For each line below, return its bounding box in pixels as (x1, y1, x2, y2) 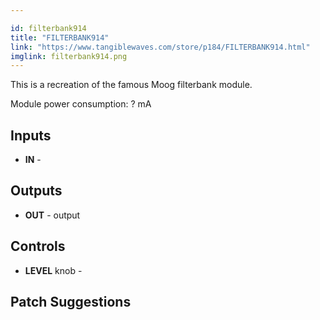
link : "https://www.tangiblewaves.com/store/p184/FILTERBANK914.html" (10, 42, 311, 52)
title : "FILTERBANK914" (10, 32, 110, 43)
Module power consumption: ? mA (10, 98, 152, 110)
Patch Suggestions (10, 294, 132, 311)
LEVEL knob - (24, 264, 83, 276)
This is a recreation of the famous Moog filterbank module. (10, 79, 253, 91)
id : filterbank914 (10, 23, 87, 33)
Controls (10, 238, 66, 255)
